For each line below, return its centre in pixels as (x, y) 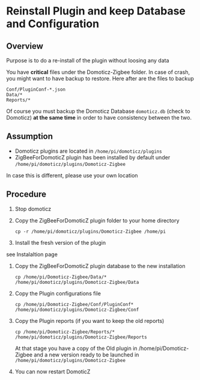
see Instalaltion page (32, 254)
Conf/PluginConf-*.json (36, 90)
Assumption (29, 136)
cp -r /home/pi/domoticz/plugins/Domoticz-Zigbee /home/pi (90, 231)
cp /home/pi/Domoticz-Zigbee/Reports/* (65, 332)
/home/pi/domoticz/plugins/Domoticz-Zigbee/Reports (81, 337)
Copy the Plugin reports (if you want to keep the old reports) (89, 320)
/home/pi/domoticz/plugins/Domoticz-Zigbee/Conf (77, 310)
